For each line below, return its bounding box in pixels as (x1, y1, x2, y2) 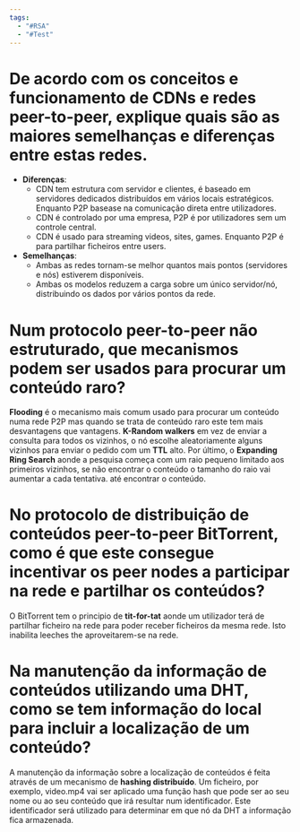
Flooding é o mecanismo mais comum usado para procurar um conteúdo (9, 407, 279, 418)
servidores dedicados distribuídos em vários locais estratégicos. (35, 194, 275, 204)
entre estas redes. (9, 144, 148, 165)
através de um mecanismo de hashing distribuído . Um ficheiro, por (9, 776, 259, 787)
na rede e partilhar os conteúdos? (9, 581, 266, 602)
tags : (9, 13, 30, 22)
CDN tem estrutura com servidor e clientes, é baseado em (35, 184, 251, 195)
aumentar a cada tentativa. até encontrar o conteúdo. (9, 473, 207, 484)
